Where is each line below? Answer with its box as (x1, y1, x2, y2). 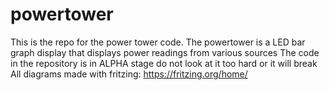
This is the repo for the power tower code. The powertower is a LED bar (10, 36, 306, 48)
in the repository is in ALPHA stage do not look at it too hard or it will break (10, 57, 318, 69)
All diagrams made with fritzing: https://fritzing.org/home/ (10, 68, 248, 80)
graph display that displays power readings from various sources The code (10, 46, 320, 58)
